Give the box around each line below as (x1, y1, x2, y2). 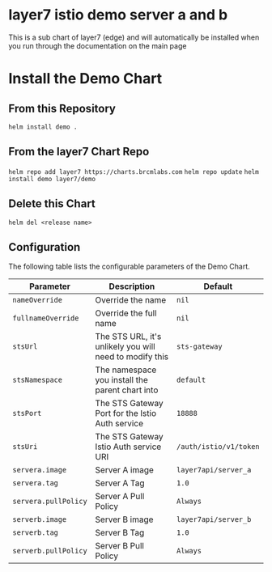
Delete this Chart (8, 197, 96, 211)
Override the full (95, 307, 157, 319)
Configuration (8, 240, 81, 254)
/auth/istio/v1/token (176, 443, 260, 451)
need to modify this (95, 351, 169, 362)
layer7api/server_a (176, 465, 252, 475)
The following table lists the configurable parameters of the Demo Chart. (8, 261, 251, 272)
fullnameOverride (12, 314, 79, 323)
